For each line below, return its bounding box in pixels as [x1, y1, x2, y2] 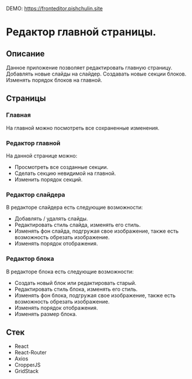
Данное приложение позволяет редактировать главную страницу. [6, 64, 173, 71]
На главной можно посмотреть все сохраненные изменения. [6, 124, 159, 131]
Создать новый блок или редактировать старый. [14, 279, 137, 286]
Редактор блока [6, 254, 54, 263]
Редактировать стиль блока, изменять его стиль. [14, 285, 138, 292]
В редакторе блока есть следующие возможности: [6, 268, 134, 275]
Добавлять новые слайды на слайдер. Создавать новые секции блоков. [6, 70, 187, 77]
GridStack [14, 368, 39, 375]
